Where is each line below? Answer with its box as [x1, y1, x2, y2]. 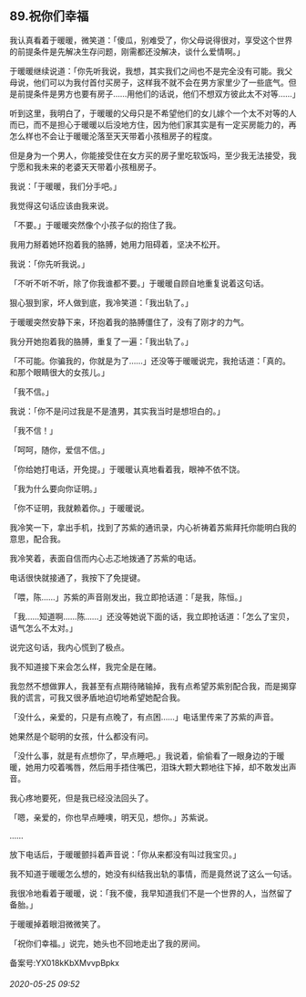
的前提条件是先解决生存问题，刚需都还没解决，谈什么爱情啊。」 [9, 46, 245, 57]
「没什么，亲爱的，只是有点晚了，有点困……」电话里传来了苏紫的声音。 [9, 711, 280, 722]
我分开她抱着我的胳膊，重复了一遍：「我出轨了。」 [9, 336, 193, 347]
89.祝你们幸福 [9, 8, 89, 25]
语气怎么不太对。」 [9, 622, 77, 633]
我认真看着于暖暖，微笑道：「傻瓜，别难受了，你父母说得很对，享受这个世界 [9, 35, 293, 46]
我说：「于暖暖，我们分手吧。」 [9, 181, 121, 192]
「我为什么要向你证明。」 [9, 483, 102, 494]
